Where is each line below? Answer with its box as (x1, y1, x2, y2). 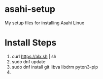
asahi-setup (4, 3, 56, 15)
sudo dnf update (11, 58, 46, 65)
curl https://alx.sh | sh (11, 53, 57, 59)
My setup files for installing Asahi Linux (4, 20, 84, 26)
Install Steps (4, 37, 57, 48)
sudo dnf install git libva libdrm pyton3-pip (11, 64, 98, 70)
